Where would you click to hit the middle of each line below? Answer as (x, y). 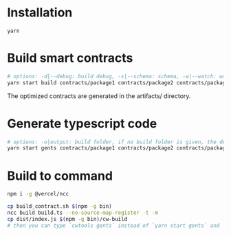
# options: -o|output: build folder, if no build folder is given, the (112, 142)
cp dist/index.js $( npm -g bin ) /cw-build (67, 219)
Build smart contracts (70, 58)
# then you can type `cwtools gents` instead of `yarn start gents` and (113, 225)
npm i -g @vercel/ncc (38, 194)
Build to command (60, 176)
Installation (40, 13)
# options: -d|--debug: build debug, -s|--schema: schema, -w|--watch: (112, 76)
